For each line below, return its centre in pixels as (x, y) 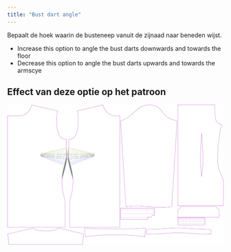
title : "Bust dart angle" (44, 14)
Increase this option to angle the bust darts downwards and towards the (119, 48)
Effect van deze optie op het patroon (87, 92)
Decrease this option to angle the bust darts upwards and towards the (116, 63)
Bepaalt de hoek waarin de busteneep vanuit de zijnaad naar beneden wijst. (114, 35)
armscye (30, 70)
